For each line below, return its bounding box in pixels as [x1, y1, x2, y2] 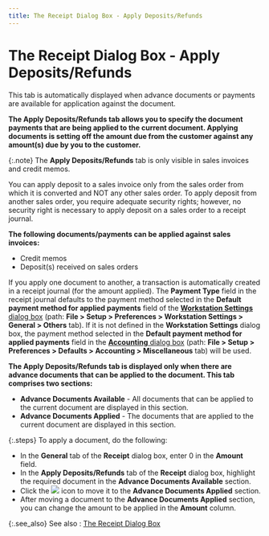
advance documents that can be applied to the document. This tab [8, 370, 235, 379]
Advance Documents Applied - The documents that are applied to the [19, 411, 255, 420]
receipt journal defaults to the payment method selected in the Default [8, 294, 242, 304]
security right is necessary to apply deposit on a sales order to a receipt [8, 205, 247, 215]
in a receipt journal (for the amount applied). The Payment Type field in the [8, 286, 257, 296]
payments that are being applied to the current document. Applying [8, 122, 238, 133]
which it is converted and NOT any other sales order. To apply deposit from [8, 188, 257, 198]
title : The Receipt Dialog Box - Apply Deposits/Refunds [8, 11, 203, 20]
